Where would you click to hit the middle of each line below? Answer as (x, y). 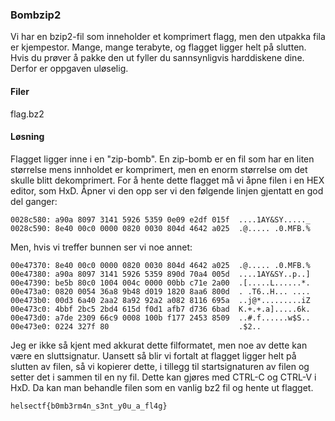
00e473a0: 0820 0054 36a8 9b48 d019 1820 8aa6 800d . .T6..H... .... (160, 291)
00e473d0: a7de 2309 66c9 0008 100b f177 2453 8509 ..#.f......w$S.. (160, 318)
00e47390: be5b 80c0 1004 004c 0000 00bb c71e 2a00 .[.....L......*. (160, 283)
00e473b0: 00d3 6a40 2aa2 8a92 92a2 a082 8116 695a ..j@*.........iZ (160, 300)
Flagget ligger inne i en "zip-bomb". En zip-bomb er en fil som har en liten (162, 159)
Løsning (27, 137)
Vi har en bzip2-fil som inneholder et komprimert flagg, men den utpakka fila (168, 37)
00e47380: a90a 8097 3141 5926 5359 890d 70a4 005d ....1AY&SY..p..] (160, 274)
